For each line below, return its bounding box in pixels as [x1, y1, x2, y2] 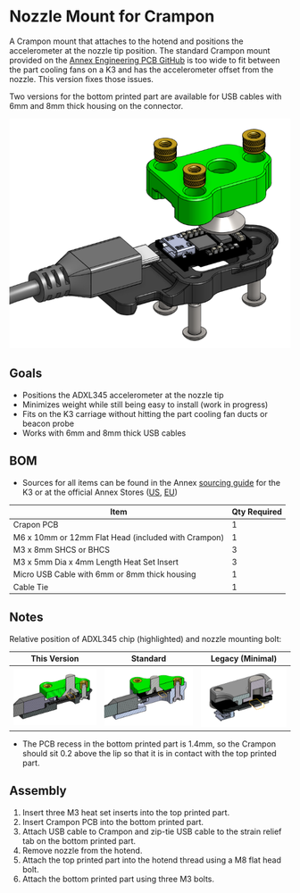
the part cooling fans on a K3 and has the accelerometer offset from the [9, 64, 274, 75]
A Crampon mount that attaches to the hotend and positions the [9, 36, 244, 46]
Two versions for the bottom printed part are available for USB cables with [9, 91, 282, 102]
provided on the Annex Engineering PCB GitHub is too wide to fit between [9, 54, 280, 65]
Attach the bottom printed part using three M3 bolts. [21, 873, 215, 884]
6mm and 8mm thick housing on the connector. [9, 100, 184, 111]
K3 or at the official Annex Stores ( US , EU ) [21, 487, 179, 497]
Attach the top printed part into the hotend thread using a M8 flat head [21, 855, 282, 865]
